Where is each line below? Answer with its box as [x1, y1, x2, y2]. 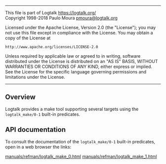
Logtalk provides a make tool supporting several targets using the [5, 106, 139, 112]
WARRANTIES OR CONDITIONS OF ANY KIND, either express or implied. [5, 64, 152, 69]
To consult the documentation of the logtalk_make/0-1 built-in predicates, [5, 138, 156, 144]
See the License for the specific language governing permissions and [5, 69, 147, 74]
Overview [5, 93, 36, 101]
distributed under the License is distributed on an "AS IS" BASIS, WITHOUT [5, 59, 158, 64]
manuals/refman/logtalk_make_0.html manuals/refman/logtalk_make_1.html [5, 153, 157, 159]
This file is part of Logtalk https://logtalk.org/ [5, 10, 96, 15]
